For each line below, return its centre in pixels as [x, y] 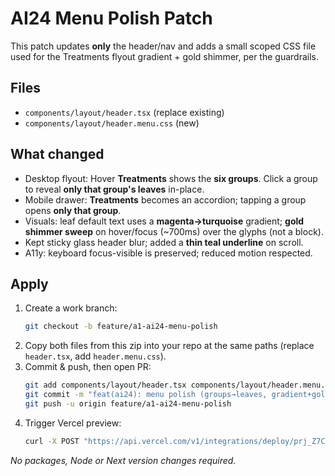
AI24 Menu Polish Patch [111, 18]
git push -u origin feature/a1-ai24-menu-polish [128, 404]
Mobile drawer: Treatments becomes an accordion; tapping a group [165, 199]
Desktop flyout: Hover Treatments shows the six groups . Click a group [171, 178]
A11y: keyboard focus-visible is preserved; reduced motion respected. [168, 253]
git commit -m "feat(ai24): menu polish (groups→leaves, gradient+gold [177, 395]
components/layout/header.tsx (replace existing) [124, 112]
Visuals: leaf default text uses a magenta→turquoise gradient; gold [164, 221]
